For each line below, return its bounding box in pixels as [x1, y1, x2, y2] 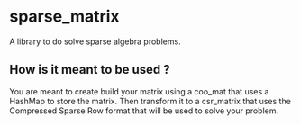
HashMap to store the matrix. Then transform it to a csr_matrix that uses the [9, 95, 291, 106]
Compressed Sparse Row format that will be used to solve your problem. [9, 105, 279, 116]
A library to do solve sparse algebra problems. [9, 36, 182, 47]
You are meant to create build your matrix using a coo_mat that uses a [9, 85, 269, 96]
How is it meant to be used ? [9, 62, 171, 77]
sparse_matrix [9, 6, 120, 27]
